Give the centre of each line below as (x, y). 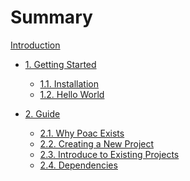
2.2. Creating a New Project (97, 143)
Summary (51, 17)
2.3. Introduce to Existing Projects (109, 154)
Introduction (35, 45)
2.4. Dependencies (78, 165)
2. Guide (42, 113)
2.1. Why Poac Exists (82, 133)
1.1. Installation (69, 83)
